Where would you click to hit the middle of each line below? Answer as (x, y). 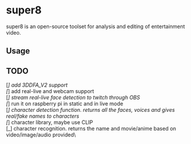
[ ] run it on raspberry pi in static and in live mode (65, 104)
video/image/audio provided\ (41, 135)
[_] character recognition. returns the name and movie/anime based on (91, 129)
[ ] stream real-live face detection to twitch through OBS (73, 98)
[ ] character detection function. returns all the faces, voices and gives (91, 110)
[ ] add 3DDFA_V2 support (37, 85)
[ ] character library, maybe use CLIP (50, 122)
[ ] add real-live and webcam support (50, 91)
